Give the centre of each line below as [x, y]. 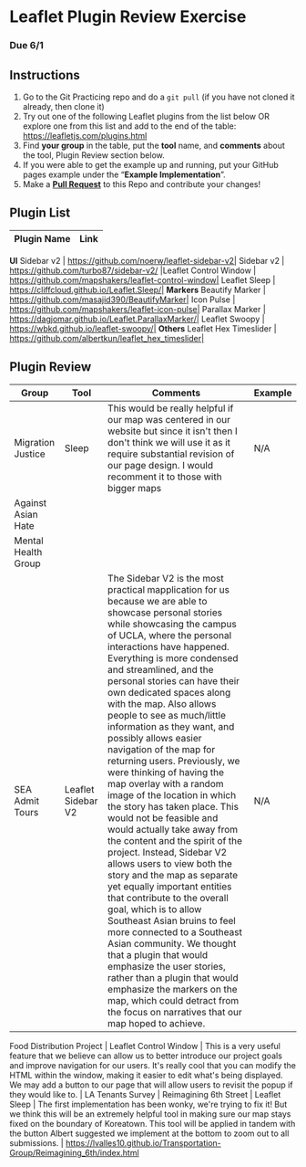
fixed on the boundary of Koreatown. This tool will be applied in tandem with [153, 1123]
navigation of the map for [162, 749]
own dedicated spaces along [169, 692]
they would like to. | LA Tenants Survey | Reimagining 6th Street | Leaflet [145, 1094]
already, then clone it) [63, 106]
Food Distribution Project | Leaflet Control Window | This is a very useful [145, 1046]
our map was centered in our [169, 419]
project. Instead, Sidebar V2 [168, 852]
